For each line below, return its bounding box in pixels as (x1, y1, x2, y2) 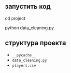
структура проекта (5, 39, 66, 47)
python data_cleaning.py (5, 25, 54, 31)
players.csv (12, 63, 36, 68)
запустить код (5, 2, 51, 11)
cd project (5, 15, 26, 21)
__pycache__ (12, 53, 36, 57)
